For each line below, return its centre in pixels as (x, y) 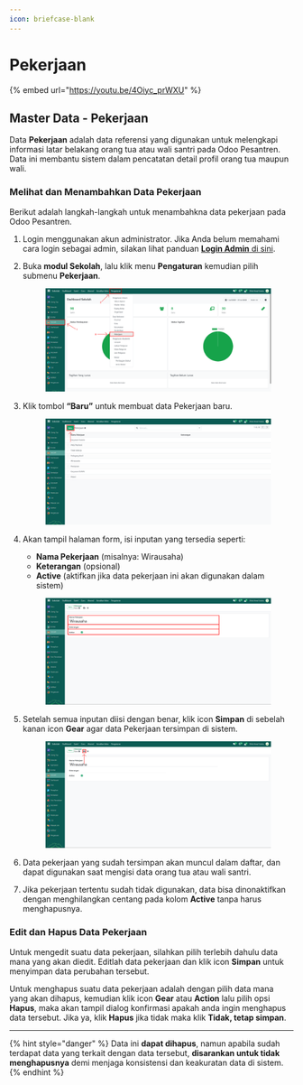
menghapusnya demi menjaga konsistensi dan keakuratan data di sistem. (147, 1062)
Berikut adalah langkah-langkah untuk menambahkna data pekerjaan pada (148, 211)
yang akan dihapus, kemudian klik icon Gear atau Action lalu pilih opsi (140, 998)
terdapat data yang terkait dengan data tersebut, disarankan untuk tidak (145, 1053)
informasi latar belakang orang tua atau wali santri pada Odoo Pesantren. (145, 150)
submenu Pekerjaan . (61, 275)
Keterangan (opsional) (78, 566)
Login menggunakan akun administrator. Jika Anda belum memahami (151, 238)
